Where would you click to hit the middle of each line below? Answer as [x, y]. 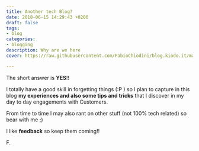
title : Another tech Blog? [39, 12]
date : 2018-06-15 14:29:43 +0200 [47, 17]
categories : [21, 39]
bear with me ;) [25, 120]
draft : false [22, 23]
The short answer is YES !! [38, 78]
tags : [13, 28]
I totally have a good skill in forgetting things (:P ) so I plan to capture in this [98, 89]
